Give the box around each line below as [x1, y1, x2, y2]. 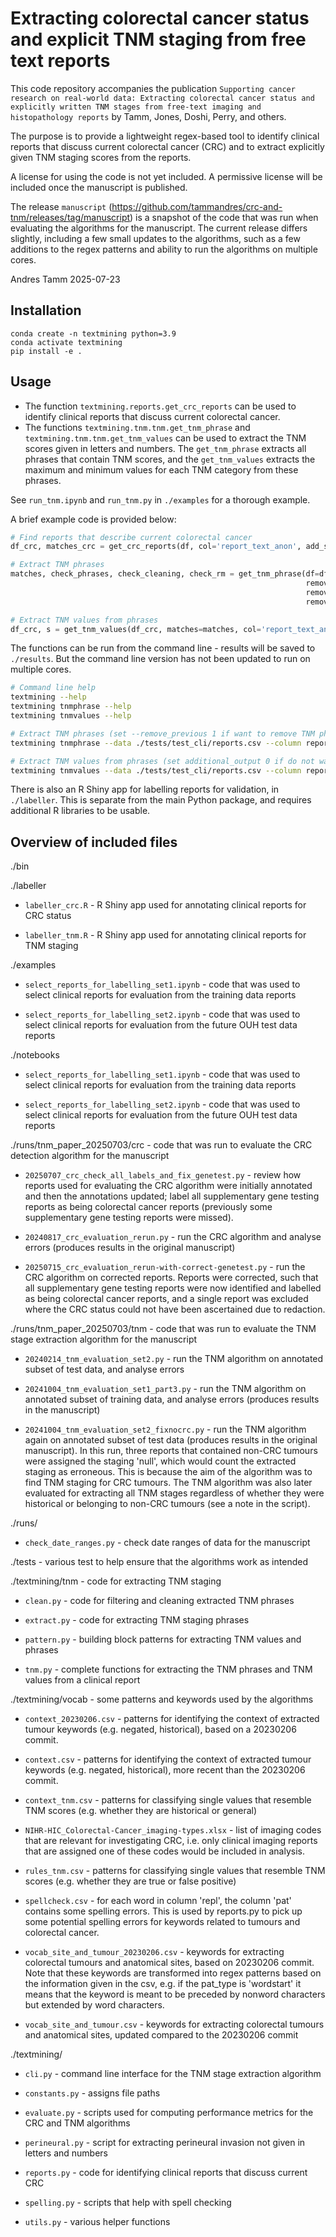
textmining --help [10, 692, 87, 702]
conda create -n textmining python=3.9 [10, 328, 177, 339]
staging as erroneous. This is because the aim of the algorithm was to [24, 1466, 313, 1478]
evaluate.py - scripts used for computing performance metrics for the [24, 2107, 314, 2119]
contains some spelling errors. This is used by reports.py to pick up [24, 1905, 303, 1917]
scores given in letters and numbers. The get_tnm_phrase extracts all [24, 442, 307, 454]
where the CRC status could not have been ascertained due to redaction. [24, 1303, 326, 1316]
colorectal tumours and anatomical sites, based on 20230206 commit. [24, 1957, 315, 1969]
